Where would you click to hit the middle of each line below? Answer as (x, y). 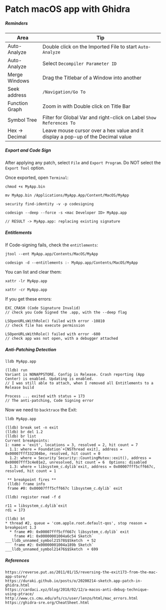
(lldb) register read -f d (33, 497)
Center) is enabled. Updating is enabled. (49, 379)
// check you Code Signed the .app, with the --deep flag (66, 312)
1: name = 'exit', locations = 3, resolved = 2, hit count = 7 (72, 445)
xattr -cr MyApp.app (26, 290)
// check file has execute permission (45, 326)
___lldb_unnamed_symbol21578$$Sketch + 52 (51, 541)
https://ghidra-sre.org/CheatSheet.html (47, 603)
